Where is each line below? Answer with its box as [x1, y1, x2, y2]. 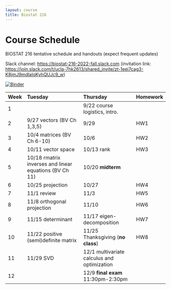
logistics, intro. [83, 108, 119, 115]
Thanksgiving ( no [83, 234, 126, 241]
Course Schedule [5, 34, 80, 46]
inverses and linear [27, 161, 73, 168]
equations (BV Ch [27, 167, 69, 174]
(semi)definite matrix [27, 237, 77, 244]
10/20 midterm [83, 164, 121, 171]
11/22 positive [27, 230, 63, 238]
